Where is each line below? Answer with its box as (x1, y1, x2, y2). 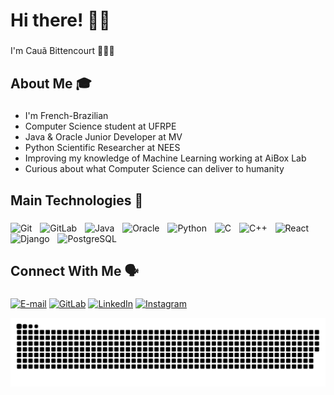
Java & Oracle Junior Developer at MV (24, 131, 183, 143)
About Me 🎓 (10, 75, 92, 92)
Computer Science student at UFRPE (24, 120, 177, 133)
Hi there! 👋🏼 (10, 9, 111, 32)
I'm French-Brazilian (24, 110, 109, 122)
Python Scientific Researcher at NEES (24, 142, 181, 154)
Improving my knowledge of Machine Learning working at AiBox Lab (24, 152, 307, 164)
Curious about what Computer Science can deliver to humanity (24, 163, 285, 175)
